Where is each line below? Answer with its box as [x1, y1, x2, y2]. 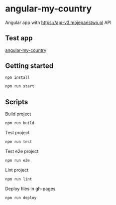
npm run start [5, 84, 35, 89]
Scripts [5, 98, 28, 106]
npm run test [5, 139, 32, 144]
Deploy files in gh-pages [5, 186, 56, 192]
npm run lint [5, 177, 32, 182]
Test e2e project [5, 148, 39, 154]
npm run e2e [5, 158, 30, 163]
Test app [5, 34, 33, 42]
